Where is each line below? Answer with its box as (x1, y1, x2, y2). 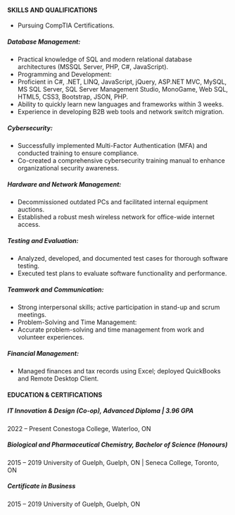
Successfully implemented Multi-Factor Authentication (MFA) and (17, 142, 208, 150)
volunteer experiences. (17, 333, 84, 342)
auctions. (17, 205, 44, 214)
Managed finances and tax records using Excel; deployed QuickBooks (17, 367, 221, 376)
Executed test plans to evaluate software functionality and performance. (17, 269, 227, 278)
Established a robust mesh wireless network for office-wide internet (17, 213, 215, 221)
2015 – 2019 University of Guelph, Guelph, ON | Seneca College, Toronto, (7, 458, 220, 466)
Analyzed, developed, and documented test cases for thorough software (17, 254, 229, 263)
